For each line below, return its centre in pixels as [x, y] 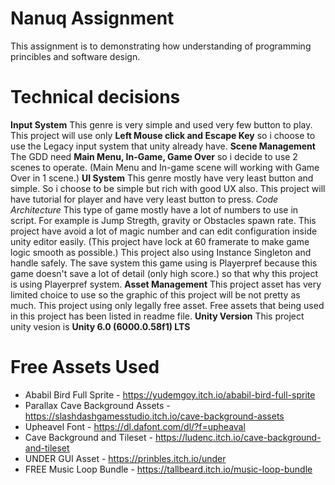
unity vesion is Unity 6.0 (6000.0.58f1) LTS [100, 326]
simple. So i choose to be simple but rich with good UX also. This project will [168, 188]
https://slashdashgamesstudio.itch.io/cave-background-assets [154, 416]
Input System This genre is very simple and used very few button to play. [161, 124]
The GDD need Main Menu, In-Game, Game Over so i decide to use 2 [154, 156]
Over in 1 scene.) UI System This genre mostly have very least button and [162, 178]
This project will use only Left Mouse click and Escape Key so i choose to [163, 135]
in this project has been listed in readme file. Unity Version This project [157, 316]
